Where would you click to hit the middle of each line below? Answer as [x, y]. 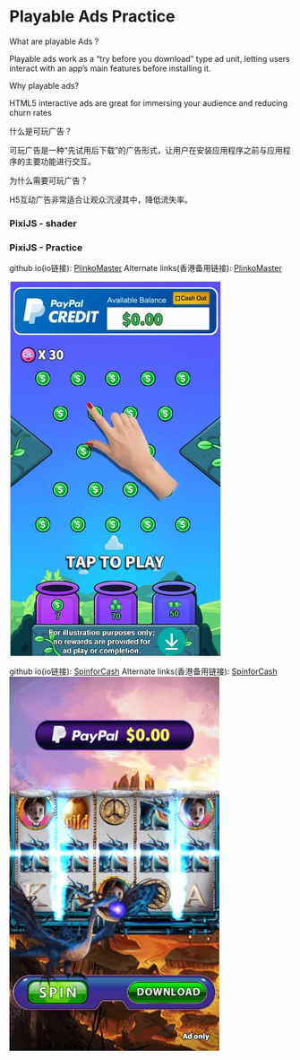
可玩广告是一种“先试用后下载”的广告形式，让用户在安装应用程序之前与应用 [146, 150]
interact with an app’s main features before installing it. [110, 68]
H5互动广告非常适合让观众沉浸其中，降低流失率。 [101, 199]
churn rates [30, 112]
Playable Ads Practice [93, 17]
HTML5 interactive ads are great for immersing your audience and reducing [149, 103]
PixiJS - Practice [46, 247]
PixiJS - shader [43, 223]
